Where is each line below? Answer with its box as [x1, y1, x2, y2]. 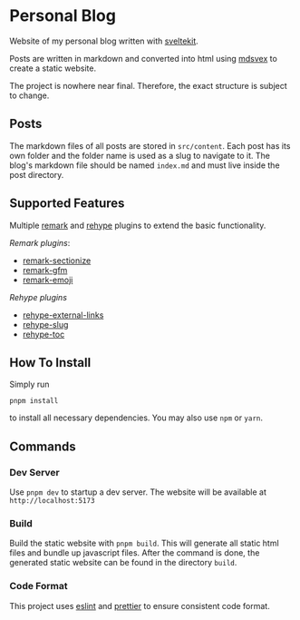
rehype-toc [22, 329, 65, 340]
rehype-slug [22, 319, 69, 330]
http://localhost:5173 [9, 497, 95, 506]
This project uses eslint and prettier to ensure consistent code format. [9, 600, 270, 611]
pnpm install [9, 397, 59, 406]
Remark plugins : [9, 237, 71, 248]
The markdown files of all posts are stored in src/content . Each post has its [9, 140, 291, 151]
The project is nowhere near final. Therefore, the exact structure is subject [9, 80, 287, 91]
